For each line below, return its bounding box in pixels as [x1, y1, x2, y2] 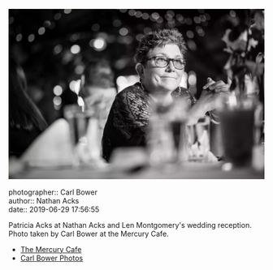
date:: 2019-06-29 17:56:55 [8, 204, 100, 214]
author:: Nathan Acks [8, 195, 80, 205]
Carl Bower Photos [19, 253, 84, 263]
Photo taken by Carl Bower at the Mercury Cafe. [8, 229, 169, 238]
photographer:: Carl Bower [8, 187, 97, 197]
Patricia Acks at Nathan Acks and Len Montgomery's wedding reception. [8, 220, 252, 229]
